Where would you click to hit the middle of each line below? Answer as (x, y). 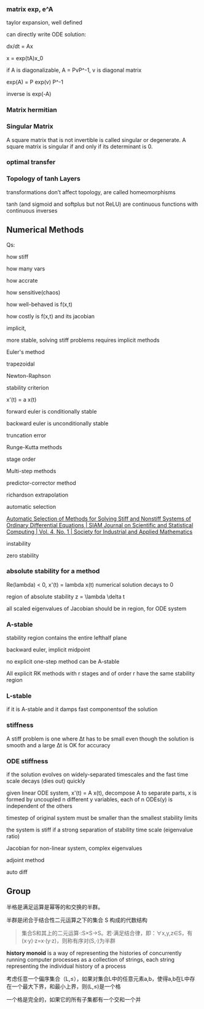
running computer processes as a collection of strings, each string (91, 959)
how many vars (26, 269)
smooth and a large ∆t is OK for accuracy (58, 745)
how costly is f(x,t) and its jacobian (51, 316)
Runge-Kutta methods (34, 447)
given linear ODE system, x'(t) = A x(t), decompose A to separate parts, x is (102, 793)
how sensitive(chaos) (33, 292)
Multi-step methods (31, 471)
